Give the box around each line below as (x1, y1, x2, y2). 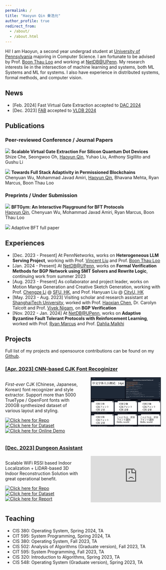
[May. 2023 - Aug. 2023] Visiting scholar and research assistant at (12, 294, 148, 300)
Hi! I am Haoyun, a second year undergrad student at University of (5, 49, 140, 54)
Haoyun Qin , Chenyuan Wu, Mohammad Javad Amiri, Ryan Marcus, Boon (5, 209, 155, 215)
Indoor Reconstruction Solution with (5, 470, 78, 476)
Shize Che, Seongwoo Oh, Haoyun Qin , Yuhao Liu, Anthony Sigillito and (5, 154, 151, 159)
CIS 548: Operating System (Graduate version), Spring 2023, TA (12, 559, 143, 565)
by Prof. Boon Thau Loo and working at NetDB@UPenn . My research (5, 59, 145, 64)
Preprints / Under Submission (5, 192, 78, 199)
